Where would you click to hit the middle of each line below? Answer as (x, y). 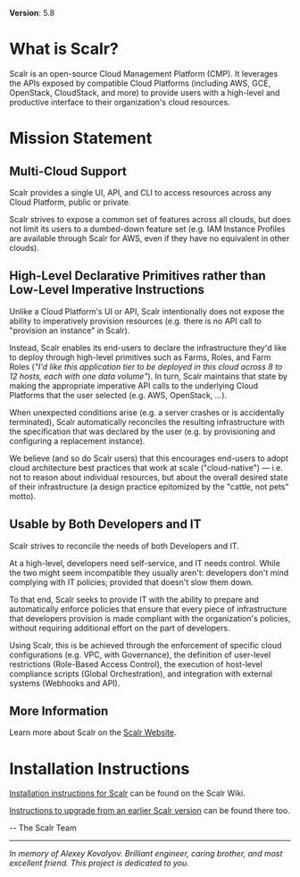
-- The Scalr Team (43, 828)
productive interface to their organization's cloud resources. (120, 102)
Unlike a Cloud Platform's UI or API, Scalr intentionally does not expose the (147, 311)
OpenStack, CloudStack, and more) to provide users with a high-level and (145, 92)
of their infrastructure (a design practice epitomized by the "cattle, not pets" (149, 487)
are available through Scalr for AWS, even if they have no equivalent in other (150, 238)
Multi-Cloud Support (68, 171)
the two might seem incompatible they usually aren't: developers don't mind (149, 572)
